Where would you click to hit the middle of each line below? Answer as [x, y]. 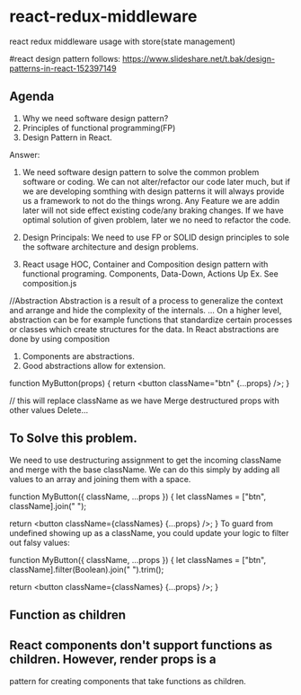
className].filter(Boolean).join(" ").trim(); [87, 569]
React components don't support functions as [141, 645]
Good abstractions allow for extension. [94, 365]
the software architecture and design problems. [111, 246]
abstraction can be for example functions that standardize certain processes [151, 320]
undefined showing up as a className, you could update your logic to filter [149, 532]
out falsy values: [40, 542]
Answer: [25, 154]
